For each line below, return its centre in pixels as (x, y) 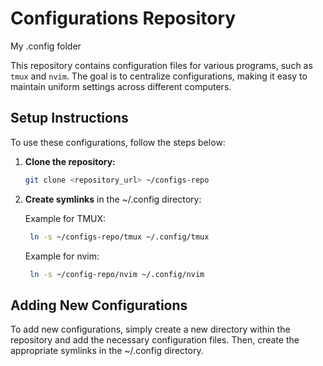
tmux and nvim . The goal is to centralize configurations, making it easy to (159, 76)
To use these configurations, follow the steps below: (118, 142)
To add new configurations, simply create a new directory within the (150, 329)
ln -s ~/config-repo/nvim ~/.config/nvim (117, 274)
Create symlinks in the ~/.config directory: (113, 199)
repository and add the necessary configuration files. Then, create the (155, 340)
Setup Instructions (69, 118)
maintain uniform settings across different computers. (121, 86)
